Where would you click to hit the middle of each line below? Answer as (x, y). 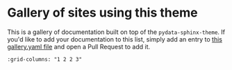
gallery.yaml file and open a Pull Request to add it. (79, 46)
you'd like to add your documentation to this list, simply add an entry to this (115, 39)
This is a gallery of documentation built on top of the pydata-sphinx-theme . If (116, 32)
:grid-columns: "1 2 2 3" (44, 59)
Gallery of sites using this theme (102, 13)
